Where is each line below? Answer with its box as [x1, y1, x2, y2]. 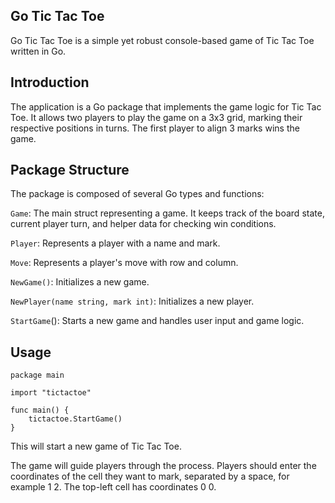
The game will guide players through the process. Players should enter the [10, 460, 317, 472]
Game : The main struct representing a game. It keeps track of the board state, [10, 207, 325, 219]
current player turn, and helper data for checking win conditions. [10, 218, 277, 230]
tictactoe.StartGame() [28, 414, 123, 424]
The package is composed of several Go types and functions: [10, 188, 265, 200]
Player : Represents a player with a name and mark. [10, 237, 221, 249]
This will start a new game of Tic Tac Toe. [10, 440, 182, 453]
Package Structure [10, 162, 130, 179]
